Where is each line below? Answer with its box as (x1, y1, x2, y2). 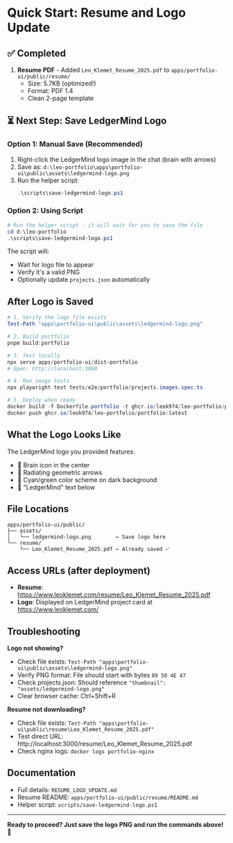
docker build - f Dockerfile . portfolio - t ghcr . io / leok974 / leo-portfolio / (7, 403, 225, 410)
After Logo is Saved (7, 296, 94, 307)
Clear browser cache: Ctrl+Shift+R (17, 692, 116, 700)
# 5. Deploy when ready (7, 396, 76, 404)
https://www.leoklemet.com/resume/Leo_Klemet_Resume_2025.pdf (17, 591, 211, 599)
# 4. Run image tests (7, 378, 70, 385)
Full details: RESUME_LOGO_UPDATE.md (17, 785, 117, 794)
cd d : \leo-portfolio (7, 228, 67, 235)
